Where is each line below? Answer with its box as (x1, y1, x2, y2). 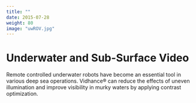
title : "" (6, 8, 31, 15)
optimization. (6, 90, 38, 98)
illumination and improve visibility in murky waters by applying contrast (6, 84, 182, 91)
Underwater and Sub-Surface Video (6, 51, 189, 65)
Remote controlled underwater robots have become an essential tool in (6, 71, 182, 78)
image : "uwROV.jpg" (6, 25, 55, 32)
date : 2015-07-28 (6, 14, 50, 20)
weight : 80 (6, 20, 34, 26)
